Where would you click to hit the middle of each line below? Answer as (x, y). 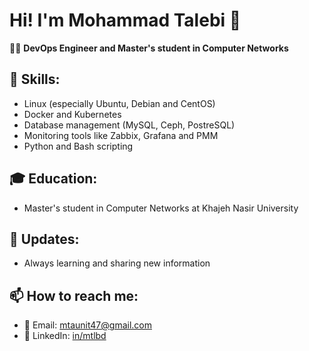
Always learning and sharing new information (117, 263)
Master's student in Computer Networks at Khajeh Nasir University (161, 208)
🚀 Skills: (35, 79)
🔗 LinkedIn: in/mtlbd (65, 336)
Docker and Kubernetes (72, 114)
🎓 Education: (53, 179)
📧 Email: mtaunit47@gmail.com (87, 325)
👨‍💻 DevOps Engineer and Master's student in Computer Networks (149, 48)
